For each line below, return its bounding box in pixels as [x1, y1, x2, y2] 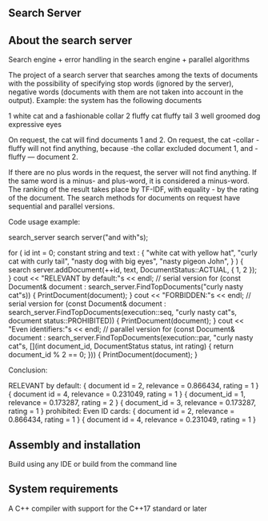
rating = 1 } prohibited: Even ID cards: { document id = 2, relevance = [8, 407, 235, 416]
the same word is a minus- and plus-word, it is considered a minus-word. [8, 176, 250, 186]
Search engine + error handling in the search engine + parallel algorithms [8, 55, 250, 65]
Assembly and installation [8, 438, 142, 451]
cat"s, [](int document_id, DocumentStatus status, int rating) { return [8, 341, 234, 351]
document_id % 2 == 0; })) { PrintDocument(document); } [8, 350, 198, 360]
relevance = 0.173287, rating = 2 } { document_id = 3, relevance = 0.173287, [8, 398, 256, 408]
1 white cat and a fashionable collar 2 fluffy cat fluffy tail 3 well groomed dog [8, 111, 261, 121]
